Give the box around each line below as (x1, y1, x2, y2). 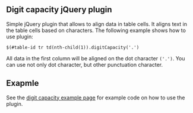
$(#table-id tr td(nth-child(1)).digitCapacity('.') (6, 44, 140, 50)
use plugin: (6, 33, 34, 40)
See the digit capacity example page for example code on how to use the (6, 94, 185, 101)
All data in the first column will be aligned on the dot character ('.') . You (6, 54, 185, 62)
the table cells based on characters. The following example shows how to (6, 27, 186, 34)
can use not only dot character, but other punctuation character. (6, 61, 163, 68)
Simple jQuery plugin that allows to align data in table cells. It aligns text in (6, 20, 188, 27)
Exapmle (6, 78, 39, 88)
